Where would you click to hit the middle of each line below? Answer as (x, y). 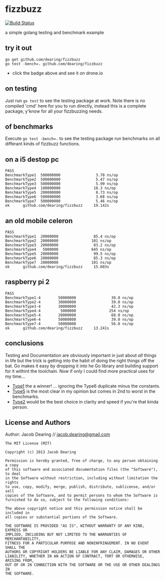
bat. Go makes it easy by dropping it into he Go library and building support (82, 366)
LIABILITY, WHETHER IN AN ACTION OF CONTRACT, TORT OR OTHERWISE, (75, 556)
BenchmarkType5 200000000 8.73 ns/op (62, 193)
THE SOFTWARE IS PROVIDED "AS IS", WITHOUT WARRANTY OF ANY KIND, (75, 526)
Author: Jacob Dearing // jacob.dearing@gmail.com (58, 434)
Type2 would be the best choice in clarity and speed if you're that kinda (85, 402)
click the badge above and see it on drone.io (58, 73)
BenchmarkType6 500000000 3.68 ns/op (62, 197)
